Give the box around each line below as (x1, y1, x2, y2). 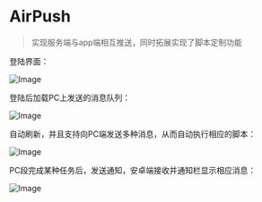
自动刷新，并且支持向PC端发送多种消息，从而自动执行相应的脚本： (9, 128, 257, 139)
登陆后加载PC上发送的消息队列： (9, 92, 131, 103)
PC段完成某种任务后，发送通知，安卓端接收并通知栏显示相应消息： (9, 164, 257, 175)
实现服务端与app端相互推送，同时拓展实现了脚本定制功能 (31, 37, 242, 47)
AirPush (9, 6, 72, 27)
